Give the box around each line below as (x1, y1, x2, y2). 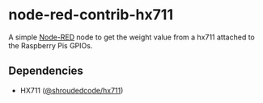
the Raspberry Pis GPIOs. (8, 40, 93, 50)
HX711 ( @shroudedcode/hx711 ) (19, 85, 124, 95)
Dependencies (8, 64, 83, 78)
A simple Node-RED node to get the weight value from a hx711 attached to (8, 32, 255, 42)
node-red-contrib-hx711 (8, 6, 174, 24)
